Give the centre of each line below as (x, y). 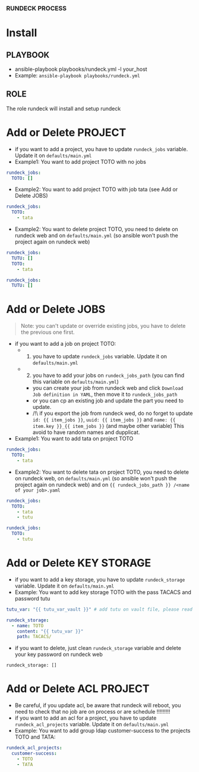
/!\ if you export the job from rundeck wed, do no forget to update (113, 413)
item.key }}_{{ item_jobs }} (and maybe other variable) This (108, 426)
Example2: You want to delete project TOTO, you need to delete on (96, 229)
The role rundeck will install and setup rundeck (64, 108)
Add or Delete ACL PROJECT (78, 689)
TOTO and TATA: (35, 737)
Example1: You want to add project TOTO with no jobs (80, 161)
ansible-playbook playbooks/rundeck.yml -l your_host (81, 69)
